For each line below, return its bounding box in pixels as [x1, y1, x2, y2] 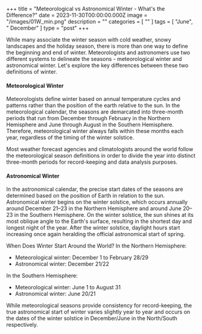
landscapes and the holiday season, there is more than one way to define [6, 42, 189, 50]
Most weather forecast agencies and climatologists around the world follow [6, 146, 194, 153]
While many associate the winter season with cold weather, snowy [6, 36, 172, 43]
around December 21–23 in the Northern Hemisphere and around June [6, 205, 182, 212]
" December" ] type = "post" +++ [6, 24, 89, 31]
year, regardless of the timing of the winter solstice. [6, 134, 134, 141]
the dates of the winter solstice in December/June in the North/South [6, 315, 178, 322]
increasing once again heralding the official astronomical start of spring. [6, 231, 185, 238]
